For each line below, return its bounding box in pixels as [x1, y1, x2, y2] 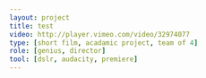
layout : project [9, 13, 70, 22]
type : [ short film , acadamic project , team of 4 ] [9, 38, 199, 48]
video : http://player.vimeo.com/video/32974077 [9, 30, 191, 39]
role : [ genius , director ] [9, 47, 106, 56]
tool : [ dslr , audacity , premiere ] [9, 55, 139, 64]
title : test [9, 22, 54, 30]
